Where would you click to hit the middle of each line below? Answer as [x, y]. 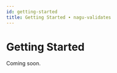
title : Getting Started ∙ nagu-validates [59, 17]
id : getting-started [32, 12]
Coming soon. [23, 63]
